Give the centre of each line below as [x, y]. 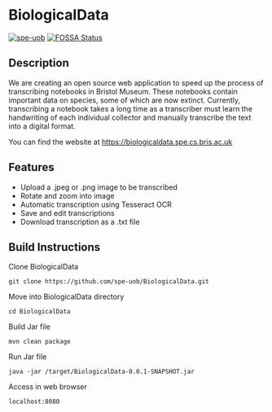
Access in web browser [48, 387]
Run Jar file [28, 357]
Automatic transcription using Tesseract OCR [96, 204]
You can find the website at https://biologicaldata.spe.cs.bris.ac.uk [121, 142]
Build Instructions [55, 247]
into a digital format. [42, 126]
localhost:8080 [34, 402]
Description [39, 63]
